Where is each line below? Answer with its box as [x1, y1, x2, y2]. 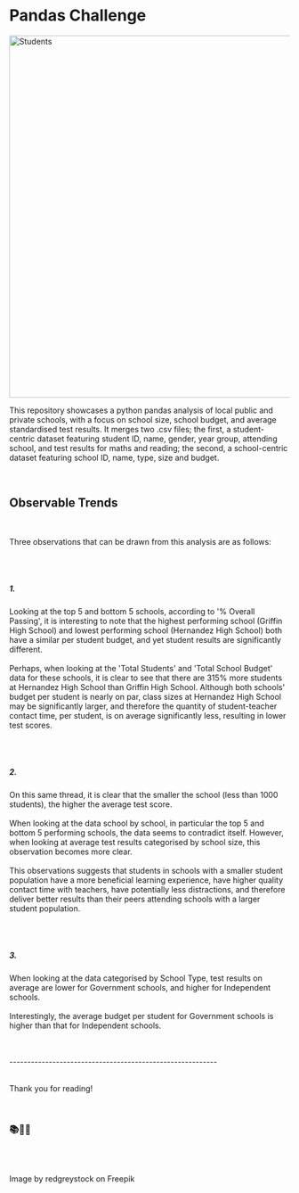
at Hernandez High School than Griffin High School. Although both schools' [9, 681, 286, 692]
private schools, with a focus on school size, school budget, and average [9, 414, 278, 424]
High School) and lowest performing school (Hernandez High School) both [9, 625, 283, 636]
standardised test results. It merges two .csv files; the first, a [9, 424, 231, 434]
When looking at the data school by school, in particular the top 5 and [9, 818, 265, 828]
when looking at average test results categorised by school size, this [9, 836, 261, 847]
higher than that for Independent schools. [9, 1020, 162, 1031]
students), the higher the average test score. [9, 799, 173, 810]
